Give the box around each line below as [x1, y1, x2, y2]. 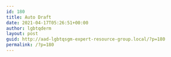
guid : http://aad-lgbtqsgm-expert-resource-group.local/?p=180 [6, 36, 166, 42]
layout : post [6, 31, 38, 37]
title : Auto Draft [6, 14, 51, 20]
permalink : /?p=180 [6, 42, 54, 48]
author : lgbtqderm [6, 25, 51, 31]
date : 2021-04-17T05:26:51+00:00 [6, 20, 89, 26]
